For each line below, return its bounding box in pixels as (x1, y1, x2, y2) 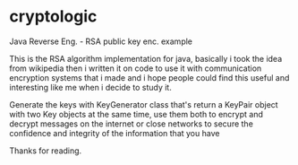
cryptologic (9, 6, 98, 27)
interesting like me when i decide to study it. (9, 82, 172, 92)
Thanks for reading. (9, 145, 82, 156)
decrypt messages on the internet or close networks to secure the (9, 118, 253, 129)
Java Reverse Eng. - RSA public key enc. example (9, 36, 193, 47)
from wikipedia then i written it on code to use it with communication (9, 63, 262, 74)
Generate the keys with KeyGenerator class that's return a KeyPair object (9, 99, 279, 109)
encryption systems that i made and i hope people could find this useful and (9, 72, 290, 82)
